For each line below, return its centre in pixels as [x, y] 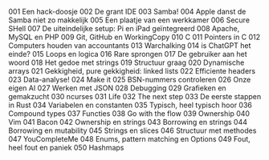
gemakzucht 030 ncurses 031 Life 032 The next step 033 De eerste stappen [135, 96]
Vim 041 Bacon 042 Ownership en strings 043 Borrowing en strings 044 [128, 122]
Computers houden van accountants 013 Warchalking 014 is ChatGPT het [130, 46]
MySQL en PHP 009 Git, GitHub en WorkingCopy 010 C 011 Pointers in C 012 [134, 37]
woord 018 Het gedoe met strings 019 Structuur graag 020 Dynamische [126, 62]
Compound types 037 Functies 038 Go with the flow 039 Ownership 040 [129, 114]
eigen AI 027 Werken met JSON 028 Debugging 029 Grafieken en [117, 88]
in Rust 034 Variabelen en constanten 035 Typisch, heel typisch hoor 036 [130, 105]
